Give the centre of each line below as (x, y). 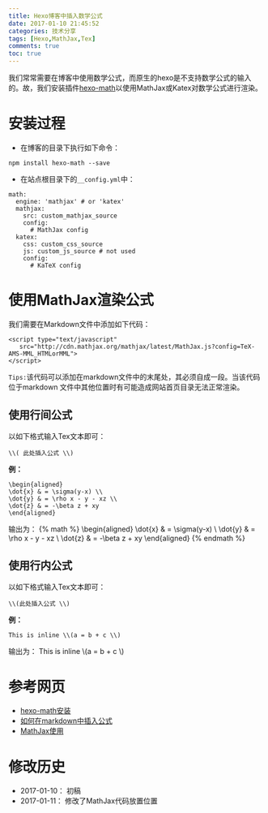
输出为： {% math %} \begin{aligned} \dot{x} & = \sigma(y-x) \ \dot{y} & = (132, 529)
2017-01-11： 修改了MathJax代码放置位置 (89, 801)
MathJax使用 (42, 731)
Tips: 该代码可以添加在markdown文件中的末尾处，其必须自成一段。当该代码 (134, 376)
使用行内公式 (40, 566)
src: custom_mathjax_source (70, 216)
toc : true (25, 54)
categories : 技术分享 (43, 31)
